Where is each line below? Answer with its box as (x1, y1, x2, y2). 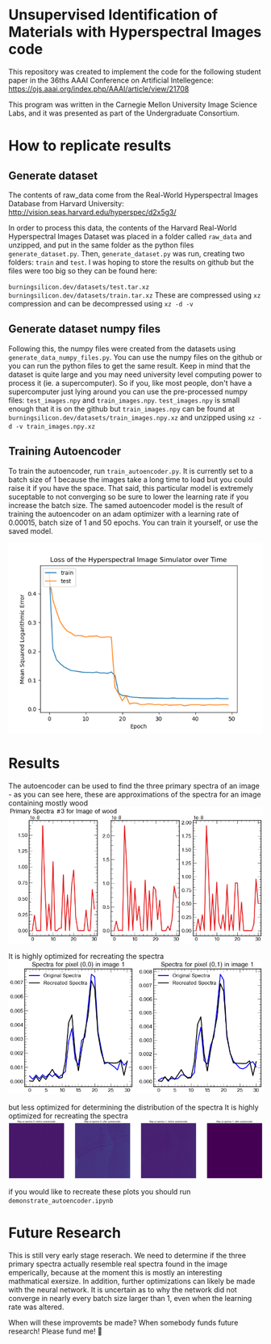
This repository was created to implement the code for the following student (8, 66, 261, 76)
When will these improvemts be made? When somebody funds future (8, 1317, 239, 1327)
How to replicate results (8, 137, 172, 155)
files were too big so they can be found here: (8, 265, 157, 276)
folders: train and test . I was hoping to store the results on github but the (8, 257, 254, 267)
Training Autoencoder (8, 445, 122, 459)
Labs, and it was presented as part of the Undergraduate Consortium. (8, 108, 240, 118)
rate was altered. (8, 1302, 65, 1312)
